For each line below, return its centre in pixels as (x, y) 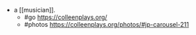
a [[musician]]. (34, 10)
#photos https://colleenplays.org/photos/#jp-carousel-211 (106, 24)
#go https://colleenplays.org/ (65, 17)
